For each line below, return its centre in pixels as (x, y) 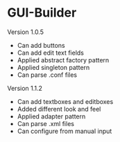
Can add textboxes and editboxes (65, 101)
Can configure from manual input (65, 131)
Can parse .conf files (47, 75)
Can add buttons (41, 45)
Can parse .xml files (46, 123)
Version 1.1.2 (25, 88)
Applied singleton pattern (53, 67)
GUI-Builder (42, 13)
